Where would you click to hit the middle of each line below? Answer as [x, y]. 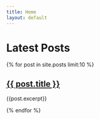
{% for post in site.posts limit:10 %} [50, 65]
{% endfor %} [24, 110]
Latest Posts [38, 48]
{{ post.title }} [33, 84]
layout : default [27, 18]
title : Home [21, 12]
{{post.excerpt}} [27, 99]
